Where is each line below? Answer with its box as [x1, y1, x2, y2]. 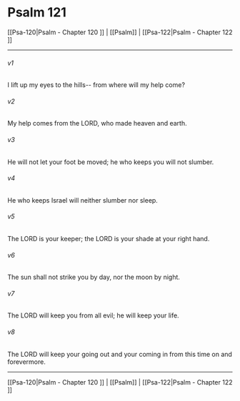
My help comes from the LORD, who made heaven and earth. [7, 119, 187, 128]
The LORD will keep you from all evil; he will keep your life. [7, 311, 180, 320]
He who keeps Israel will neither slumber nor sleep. [7, 196, 159, 204]
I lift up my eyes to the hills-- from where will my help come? [7, 81, 186, 89]
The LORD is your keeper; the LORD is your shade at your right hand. [7, 234, 210, 243]
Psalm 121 [7, 4, 66, 21]
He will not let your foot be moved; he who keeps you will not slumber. [7, 158, 214, 166]
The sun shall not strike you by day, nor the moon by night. [7, 273, 181, 282]
